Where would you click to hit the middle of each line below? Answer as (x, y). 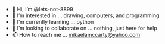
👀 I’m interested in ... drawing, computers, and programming (85, 15)
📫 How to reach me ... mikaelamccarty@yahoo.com (76, 35)
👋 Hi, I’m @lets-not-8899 (42, 9)
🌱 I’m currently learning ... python (53, 22)
